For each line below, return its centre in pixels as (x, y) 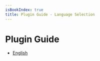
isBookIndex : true (24, 10)
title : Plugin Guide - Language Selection (50, 14)
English (20, 53)
